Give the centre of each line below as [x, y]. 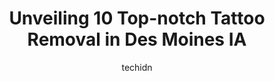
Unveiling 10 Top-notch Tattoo [137, 18]
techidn [137, 67]
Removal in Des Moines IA [137, 39]
